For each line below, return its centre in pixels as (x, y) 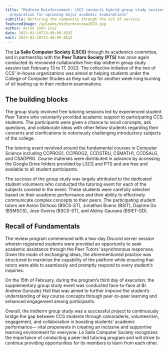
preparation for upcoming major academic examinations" (69, 14)
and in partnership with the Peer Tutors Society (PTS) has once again (77, 57)
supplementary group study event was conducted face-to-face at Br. (76, 285)
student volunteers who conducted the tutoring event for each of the (76, 184)
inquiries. (15, 270)
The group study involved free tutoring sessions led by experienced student (83, 111)
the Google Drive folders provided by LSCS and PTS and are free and (76, 163)
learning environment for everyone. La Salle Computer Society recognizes (81, 332)
